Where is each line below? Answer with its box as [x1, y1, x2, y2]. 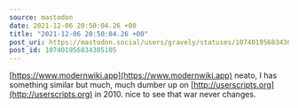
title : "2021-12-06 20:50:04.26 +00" [9, 29, 149, 38]
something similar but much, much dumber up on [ [9, 80, 194, 90]
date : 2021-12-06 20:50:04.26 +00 [9, 21, 137, 30]
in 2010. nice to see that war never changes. [94, 89, 256, 100]
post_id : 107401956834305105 [9, 46, 117, 55]
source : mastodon [9, 12, 74, 22]
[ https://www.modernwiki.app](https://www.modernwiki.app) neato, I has [9, 70, 278, 81]
